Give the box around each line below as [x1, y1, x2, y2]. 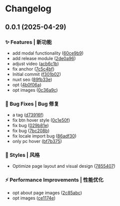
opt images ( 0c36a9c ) [12, 87, 58, 93]
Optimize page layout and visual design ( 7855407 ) [12, 163, 116, 169]
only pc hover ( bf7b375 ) [12, 138, 62, 144]
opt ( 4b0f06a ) [12, 81, 42, 87]
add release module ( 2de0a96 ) [12, 55, 76, 61]
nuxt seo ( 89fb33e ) [12, 76, 53, 82]
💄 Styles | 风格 [5, 152, 40, 159]
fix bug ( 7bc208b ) [12, 128, 50, 134]
